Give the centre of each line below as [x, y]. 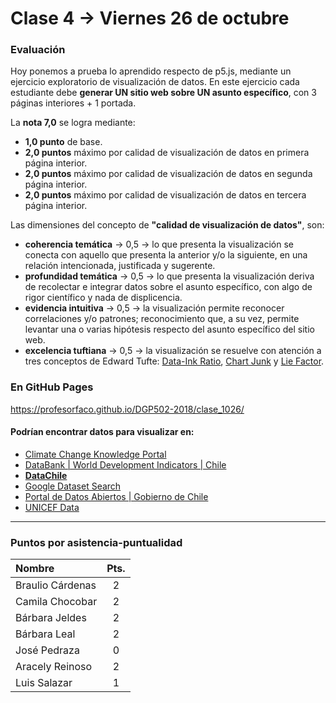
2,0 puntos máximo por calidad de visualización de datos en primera [167, 153]
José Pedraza [47, 650]
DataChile [46, 475]
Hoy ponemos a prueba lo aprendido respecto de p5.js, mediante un [151, 71]
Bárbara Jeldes [51, 618]
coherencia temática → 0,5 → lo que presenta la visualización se [159, 244]
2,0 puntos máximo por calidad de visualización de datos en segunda [168, 174]
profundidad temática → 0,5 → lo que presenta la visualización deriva [169, 276]
